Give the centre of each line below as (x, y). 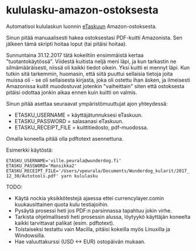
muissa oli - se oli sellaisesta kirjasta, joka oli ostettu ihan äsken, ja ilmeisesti (98, 80)
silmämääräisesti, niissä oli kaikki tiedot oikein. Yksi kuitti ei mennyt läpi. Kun (98, 67)
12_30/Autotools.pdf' (32, 176)
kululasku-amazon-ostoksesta (82, 10)
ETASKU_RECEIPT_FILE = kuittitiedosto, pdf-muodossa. (81, 127)
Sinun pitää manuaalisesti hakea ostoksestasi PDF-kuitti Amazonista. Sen (94, 37)
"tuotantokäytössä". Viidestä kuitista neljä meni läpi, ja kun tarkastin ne (91, 61)
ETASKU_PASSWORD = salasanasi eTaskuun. (69, 121)
